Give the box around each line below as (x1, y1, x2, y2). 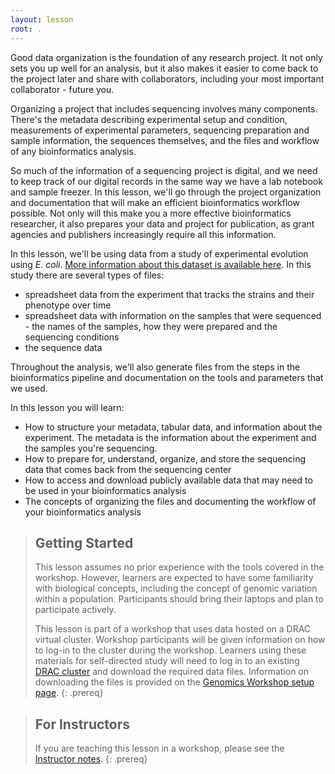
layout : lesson (10, 14, 74, 25)
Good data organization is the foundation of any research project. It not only (10, 51, 323, 63)
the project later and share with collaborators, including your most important (10, 72, 325, 85)
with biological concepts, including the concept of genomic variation (34, 582, 318, 595)
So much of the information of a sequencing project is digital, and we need (10, 164, 318, 176)
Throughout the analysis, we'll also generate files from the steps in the (10, 361, 301, 373)
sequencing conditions (24, 331, 120, 343)
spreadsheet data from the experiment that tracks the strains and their (24, 288, 315, 300)
